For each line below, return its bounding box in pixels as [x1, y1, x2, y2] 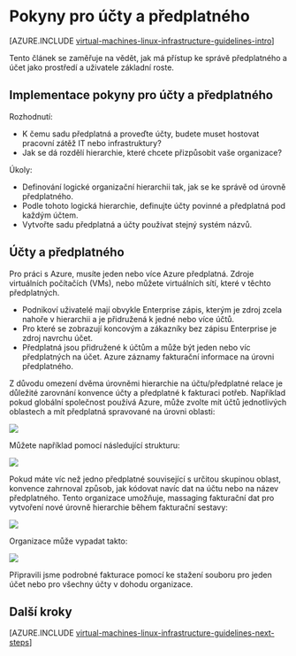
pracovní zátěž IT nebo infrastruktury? [21, 137, 162, 148]
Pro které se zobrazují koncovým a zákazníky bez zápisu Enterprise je [21, 323, 277, 334]
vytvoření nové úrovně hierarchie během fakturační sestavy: [9, 502, 228, 513]
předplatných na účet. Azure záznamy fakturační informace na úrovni [21, 351, 275, 362]
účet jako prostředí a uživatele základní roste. [9, 62, 175, 73]
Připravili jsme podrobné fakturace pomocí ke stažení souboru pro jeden [9, 569, 272, 580]
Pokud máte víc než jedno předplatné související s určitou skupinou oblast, [9, 474, 281, 484]
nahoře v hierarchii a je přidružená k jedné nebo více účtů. [21, 313, 235, 324]
